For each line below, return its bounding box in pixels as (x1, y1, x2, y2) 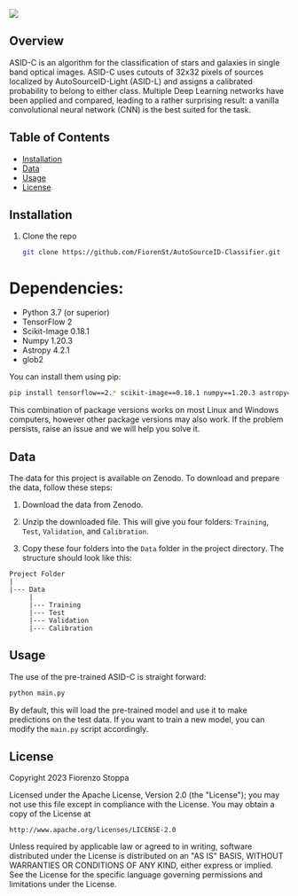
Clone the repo (21, 230, 77, 242)
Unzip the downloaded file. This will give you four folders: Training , (21, 516, 270, 526)
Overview (9, 34, 65, 49)
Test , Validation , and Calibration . (21, 526, 149, 536)
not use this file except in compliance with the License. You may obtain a (9, 799, 275, 810)
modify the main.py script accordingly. (9, 723, 149, 734)
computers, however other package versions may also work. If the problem (9, 414, 284, 425)
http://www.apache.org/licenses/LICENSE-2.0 (9, 826, 176, 835)
